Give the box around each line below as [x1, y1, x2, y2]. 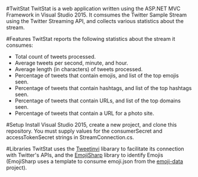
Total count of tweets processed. [14, 53, 96, 60]
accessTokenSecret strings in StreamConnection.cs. [6, 134, 134, 141]
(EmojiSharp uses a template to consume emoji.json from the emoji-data [6, 158, 183, 165]
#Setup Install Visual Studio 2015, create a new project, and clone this [6, 121, 177, 128]
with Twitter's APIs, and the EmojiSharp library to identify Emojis [6, 152, 164, 159]
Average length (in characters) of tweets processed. [14, 66, 143, 73]
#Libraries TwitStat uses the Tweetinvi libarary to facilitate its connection [6, 145, 184, 152]
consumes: [6, 41, 34, 49]
